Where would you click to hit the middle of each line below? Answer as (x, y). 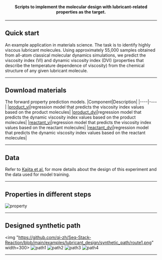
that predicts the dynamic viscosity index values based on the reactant (75, 133)
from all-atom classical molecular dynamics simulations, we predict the (75, 55)
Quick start (22, 33)
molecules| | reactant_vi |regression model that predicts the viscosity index (78, 122)
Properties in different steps (48, 194)
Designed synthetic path (43, 226)
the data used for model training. (37, 175)
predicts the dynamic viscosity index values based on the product (70, 117)
